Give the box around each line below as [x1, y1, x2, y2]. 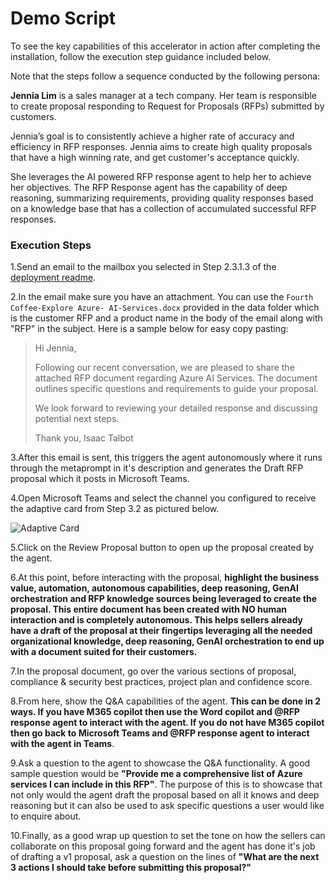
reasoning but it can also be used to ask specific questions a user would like [10, 800, 325, 812]
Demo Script [10, 7, 117, 30]
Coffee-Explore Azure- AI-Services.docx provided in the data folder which [10, 302, 320, 314]
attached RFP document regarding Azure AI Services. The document [34, 372, 318, 384]
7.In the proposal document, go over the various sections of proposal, [10, 665, 297, 677]
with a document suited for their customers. [10, 646, 198, 658]
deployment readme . [10, 272, 97, 284]
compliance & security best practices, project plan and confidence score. [10, 676, 313, 688]
